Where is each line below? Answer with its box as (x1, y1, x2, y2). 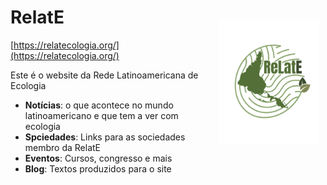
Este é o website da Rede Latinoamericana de (10, 69, 199, 81)
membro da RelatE (24, 141, 102, 153)
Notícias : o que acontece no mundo (24, 99, 174, 111)
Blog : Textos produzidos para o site (24, 162, 172, 175)
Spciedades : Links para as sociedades (24, 131, 186, 143)
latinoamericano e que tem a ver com (24, 109, 179, 121)
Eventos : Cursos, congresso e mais (24, 152, 173, 164)
